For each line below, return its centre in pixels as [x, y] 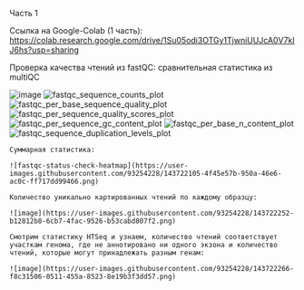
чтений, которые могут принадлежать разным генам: [107, 253]
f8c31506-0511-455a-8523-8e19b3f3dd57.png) [93, 276]
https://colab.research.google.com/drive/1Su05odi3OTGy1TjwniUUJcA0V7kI [152, 40]
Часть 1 [24, 13]
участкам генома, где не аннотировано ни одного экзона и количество [144, 245]
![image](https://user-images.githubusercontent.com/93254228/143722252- [152, 213]
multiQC [25, 77]
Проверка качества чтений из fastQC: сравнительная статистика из [141, 68]
